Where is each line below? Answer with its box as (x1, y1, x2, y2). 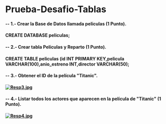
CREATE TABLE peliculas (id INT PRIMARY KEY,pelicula (5, 55, 125, 61)
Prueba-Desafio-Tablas (5, 4, 106, 15)
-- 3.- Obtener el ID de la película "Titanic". (5, 73, 98, 79)
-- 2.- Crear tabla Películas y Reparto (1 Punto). (5, 44, 106, 50)
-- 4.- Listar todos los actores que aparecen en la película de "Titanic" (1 (5, 96, 161, 102)
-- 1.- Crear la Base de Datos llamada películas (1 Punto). (5, 20, 127, 26)
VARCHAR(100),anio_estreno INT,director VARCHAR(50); (5, 61, 130, 67)
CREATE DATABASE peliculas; (5, 32, 70, 39)
